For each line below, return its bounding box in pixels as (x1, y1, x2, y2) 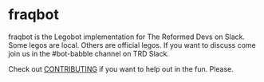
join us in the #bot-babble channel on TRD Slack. (8, 49, 170, 58)
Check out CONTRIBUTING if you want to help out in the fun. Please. (8, 64, 234, 73)
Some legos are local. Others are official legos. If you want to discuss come (8, 40, 257, 49)
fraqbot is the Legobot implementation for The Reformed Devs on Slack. (8, 32, 246, 41)
